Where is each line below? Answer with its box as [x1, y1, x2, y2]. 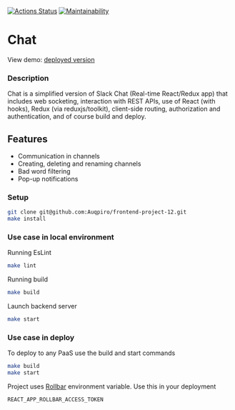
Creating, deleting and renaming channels [17, 159, 141, 168]
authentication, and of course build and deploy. [7, 112, 146, 121]
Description [7, 73, 49, 83]
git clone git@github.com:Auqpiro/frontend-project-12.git [7, 209, 187, 216]
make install [7, 215, 46, 223]
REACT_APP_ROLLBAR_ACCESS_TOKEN [7, 396, 104, 404]
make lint [7, 262, 37, 269]
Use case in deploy [7, 332, 75, 342]
